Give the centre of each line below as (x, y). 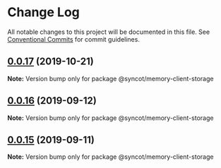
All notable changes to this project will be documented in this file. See (109, 32)
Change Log (43, 12)
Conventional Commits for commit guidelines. (73, 39)
